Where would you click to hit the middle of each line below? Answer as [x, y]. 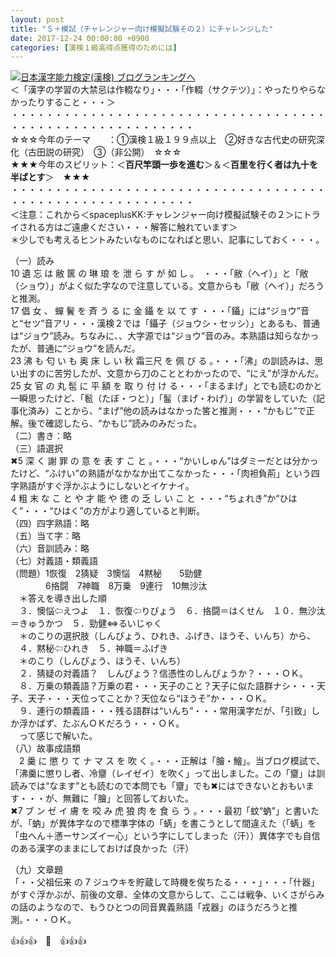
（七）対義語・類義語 [54, 561]
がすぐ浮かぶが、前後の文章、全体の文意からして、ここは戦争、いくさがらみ [167, 895]
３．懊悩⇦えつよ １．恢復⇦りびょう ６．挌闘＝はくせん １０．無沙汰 [172, 611]
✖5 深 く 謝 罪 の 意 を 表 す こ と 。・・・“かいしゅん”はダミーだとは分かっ [164, 461]
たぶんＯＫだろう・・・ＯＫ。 [123, 723]
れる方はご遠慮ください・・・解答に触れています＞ [132, 227]
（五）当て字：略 [45, 536]
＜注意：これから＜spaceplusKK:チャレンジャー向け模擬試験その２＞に [156, 215]
